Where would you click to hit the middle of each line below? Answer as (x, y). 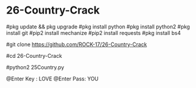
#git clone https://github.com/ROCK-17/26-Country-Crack (77, 44)
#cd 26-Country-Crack (34, 56)
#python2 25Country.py (35, 67)
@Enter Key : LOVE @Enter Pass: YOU (53, 79)
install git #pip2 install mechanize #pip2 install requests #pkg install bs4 (94, 32)
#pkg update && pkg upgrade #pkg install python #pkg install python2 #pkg (98, 27)
